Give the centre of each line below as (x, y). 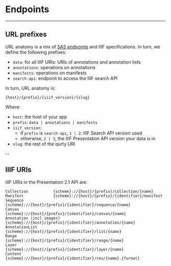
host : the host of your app (40, 117)
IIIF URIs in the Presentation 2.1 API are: (46, 182)
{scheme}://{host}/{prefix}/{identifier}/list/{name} (64, 231)
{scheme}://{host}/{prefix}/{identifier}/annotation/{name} (70, 223)
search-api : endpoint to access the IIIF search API (65, 78)
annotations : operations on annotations (54, 67)
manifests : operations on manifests (49, 73)
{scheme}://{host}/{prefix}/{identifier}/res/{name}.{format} (73, 258)
